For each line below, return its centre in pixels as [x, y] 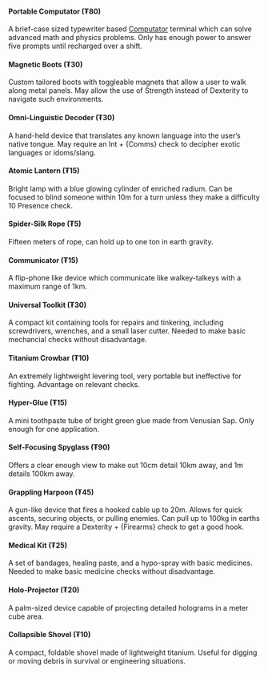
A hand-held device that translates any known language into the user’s [125, 135]
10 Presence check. [41, 205]
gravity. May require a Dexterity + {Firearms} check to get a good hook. [126, 527]
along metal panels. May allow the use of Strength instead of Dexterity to [128, 91]
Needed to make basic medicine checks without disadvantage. [112, 571]
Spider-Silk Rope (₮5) [45, 224]
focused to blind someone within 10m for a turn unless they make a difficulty [134, 197]
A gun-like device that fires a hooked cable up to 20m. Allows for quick [125, 510]
